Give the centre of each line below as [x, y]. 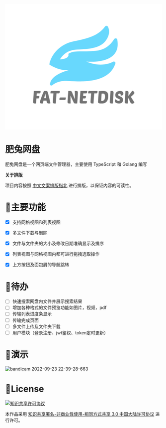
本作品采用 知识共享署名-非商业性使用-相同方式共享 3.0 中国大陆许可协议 [80, 414]
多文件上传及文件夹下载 [36, 326]
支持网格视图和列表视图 [36, 222]
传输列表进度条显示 [32, 314]
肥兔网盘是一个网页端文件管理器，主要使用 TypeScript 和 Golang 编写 [76, 164]
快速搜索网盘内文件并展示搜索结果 [47, 301]
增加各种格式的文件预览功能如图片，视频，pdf [59, 307]
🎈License [25, 389]
